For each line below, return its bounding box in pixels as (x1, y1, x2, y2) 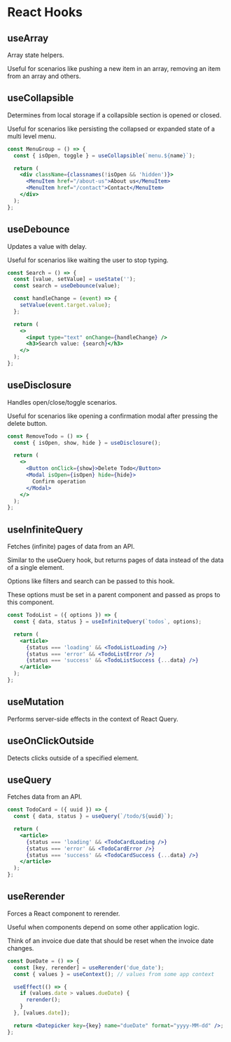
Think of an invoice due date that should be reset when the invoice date (7, 936, 214, 945)
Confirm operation (32, 478, 86, 485)
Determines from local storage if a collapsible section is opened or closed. (7, 110, 222, 119)
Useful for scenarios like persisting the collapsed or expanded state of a (7, 124, 216, 133)
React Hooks (7, 4, 83, 20)
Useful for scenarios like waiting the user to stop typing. (7, 256, 169, 264)
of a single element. (7, 564, 64, 572)
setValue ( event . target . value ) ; (20, 301, 111, 308)
